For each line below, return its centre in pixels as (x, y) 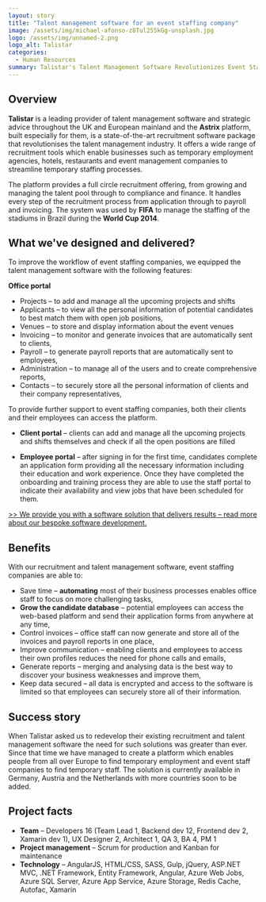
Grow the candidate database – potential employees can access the (131, 608)
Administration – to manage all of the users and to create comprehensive (138, 369)
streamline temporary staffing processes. (76, 169)
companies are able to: (46, 575)
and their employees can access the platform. (83, 418)
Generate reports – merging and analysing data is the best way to (126, 666)
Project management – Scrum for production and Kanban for (120, 847)
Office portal (30, 286)
